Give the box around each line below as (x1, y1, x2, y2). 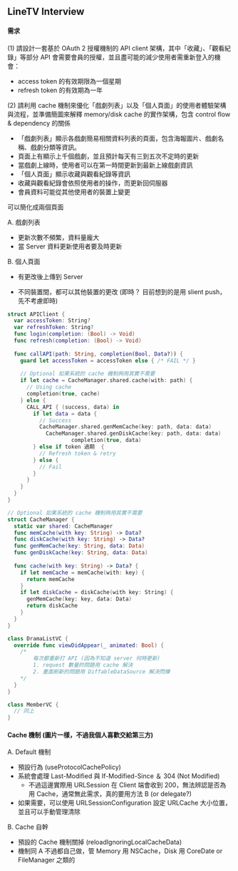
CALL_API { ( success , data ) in (26, 403, 120, 411)
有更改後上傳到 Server (17, 272, 83, 281)
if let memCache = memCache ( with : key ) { (20, 569, 145, 576)
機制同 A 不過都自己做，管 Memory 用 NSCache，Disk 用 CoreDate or (17, 847, 223, 855)
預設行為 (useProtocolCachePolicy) (17, 763, 121, 772)
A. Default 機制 (7, 747, 51, 756)
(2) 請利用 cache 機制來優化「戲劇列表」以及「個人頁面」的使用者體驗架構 (7, 101, 227, 109)
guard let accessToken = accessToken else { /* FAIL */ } (20, 357, 196, 364)
